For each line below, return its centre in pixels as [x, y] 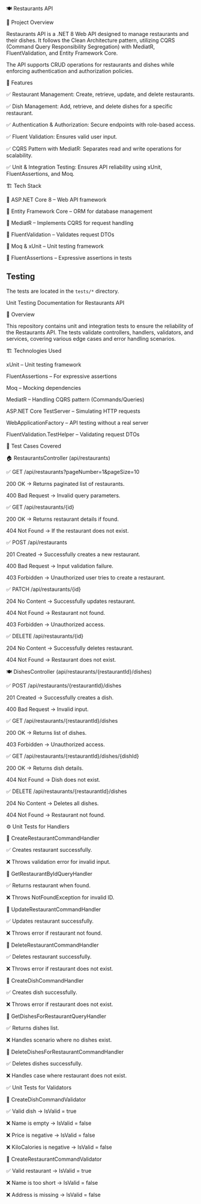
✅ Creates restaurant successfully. [49, 849]
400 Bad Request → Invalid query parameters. [63, 495]
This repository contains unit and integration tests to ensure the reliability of [100, 326]
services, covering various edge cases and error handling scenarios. [91, 338]
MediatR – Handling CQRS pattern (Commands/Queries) [76, 399]
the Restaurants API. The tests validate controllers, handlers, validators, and [100, 332]
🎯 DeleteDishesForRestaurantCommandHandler [65, 1052]
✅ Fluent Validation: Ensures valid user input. [62, 136]
